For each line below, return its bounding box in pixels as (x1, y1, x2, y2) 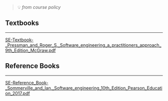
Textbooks (5, 19, 39, 27)
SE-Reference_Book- (5, 80, 48, 86)
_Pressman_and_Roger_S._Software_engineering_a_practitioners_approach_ (5, 42, 161, 48)
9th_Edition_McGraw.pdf (5, 47, 56, 53)
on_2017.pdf (5, 90, 30, 96)
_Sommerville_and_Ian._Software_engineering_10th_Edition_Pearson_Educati (5, 85, 162, 91)
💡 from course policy (17, 4, 61, 10)
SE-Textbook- (5, 37, 33, 43)
